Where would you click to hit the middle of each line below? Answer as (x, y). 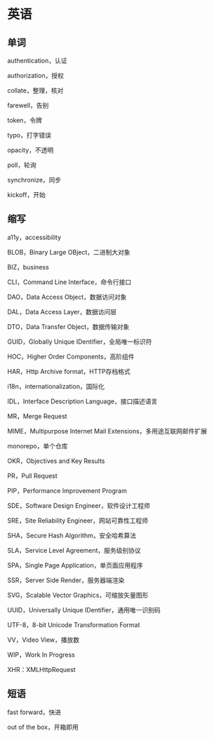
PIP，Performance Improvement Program (67, 490)
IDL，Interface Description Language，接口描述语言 (82, 401)
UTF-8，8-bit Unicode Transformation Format (74, 624)
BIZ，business (28, 267)
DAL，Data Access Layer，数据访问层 (62, 311)
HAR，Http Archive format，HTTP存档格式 (69, 371)
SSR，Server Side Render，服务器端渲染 (66, 580)
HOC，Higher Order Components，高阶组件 (71, 356)
